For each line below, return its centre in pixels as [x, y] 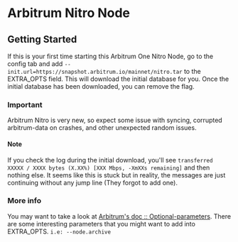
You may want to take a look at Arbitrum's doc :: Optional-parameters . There [119, 216]
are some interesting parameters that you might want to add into [101, 224]
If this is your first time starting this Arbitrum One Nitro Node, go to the [110, 56]
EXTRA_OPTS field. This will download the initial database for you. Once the [118, 79]
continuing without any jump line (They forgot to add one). [92, 182]
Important [25, 104]
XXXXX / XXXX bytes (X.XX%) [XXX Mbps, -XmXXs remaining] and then [109, 167]
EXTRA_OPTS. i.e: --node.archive [59, 231]
